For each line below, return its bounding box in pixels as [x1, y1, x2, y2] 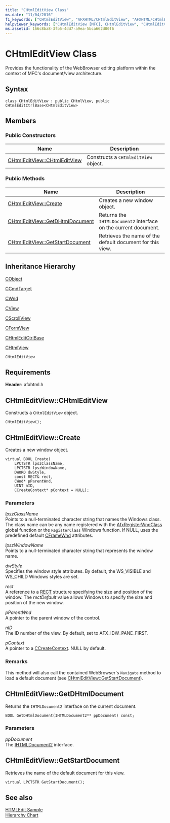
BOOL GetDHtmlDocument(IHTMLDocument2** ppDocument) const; [5, 713, 135, 718]
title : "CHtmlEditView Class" [5, 7, 69, 13]
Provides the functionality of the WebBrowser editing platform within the [5, 65, 156, 71]
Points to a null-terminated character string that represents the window [5, 547, 153, 554]
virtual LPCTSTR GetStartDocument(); [5, 779, 85, 784]
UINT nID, [14, 483, 35, 489]
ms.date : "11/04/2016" [5, 12, 53, 17]
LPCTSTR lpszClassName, [14, 461, 65, 466]
